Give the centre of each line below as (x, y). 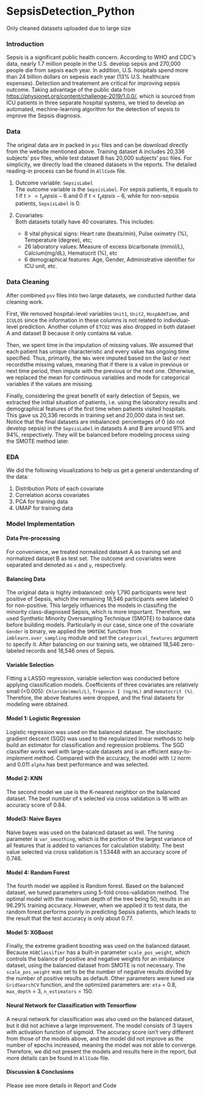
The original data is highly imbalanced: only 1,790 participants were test (96, 592)
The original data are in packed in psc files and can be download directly (97, 145)
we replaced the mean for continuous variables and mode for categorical (98, 377)
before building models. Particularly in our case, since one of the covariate (100, 625)
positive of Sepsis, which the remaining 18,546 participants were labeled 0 (100, 599)
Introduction (25, 44)
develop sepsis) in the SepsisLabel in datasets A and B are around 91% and (101, 428)
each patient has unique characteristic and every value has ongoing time (98, 351)
